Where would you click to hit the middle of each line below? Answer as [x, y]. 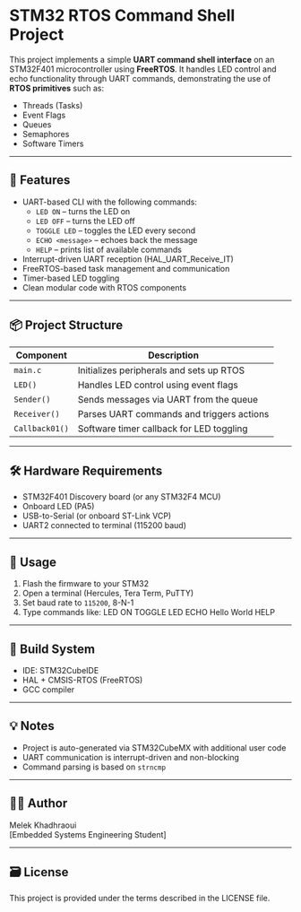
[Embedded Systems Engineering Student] [88, 834]
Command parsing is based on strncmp [94, 767]
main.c [28, 370]
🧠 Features [40, 180]
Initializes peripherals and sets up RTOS [161, 370]
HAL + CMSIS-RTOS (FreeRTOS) [82, 680]
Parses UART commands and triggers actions [173, 413]
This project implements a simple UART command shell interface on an [142, 59]
